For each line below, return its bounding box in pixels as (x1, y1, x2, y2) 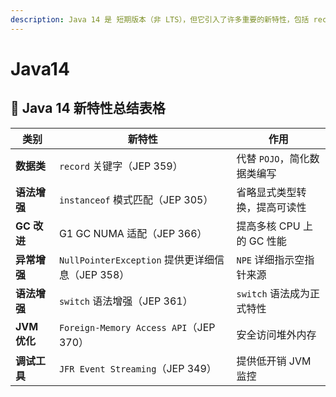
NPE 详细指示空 (236, 252, 305, 266)
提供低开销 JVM (236, 354, 312, 368)
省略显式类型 (236, 185, 297, 199)
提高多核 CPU (236, 219, 301, 233)
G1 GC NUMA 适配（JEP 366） (58, 226, 208, 240)
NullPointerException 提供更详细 (58, 252, 215, 266)
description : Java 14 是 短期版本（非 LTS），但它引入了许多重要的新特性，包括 (10, 14, 310, 25)
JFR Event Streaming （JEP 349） (58, 361, 217, 375)
